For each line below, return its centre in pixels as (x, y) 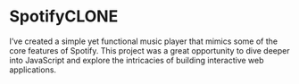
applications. (33, 70)
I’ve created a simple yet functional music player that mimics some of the (144, 41)
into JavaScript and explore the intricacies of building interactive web (137, 60)
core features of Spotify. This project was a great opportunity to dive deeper (149, 50)
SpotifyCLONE (64, 17)
